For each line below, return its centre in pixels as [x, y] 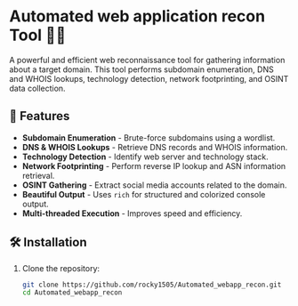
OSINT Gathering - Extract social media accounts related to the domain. [154, 185]
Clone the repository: [61, 268]
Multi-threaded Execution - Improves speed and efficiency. [132, 213]
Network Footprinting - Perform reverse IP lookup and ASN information [154, 165]
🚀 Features [40, 116]
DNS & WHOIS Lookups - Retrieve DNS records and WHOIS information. [155, 147]
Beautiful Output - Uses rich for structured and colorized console [144, 194]
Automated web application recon [137, 16]
